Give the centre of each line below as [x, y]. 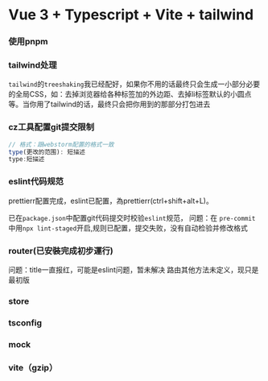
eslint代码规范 [36, 181]
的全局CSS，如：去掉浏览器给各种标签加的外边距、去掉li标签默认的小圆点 [130, 94]
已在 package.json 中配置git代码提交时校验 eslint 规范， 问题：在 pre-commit [132, 217]
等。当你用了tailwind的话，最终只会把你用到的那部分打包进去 [109, 104]
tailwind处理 [33, 65]
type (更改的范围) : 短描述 [47, 152]
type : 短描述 [27, 159]
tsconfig [25, 322]
